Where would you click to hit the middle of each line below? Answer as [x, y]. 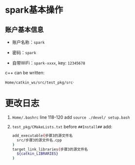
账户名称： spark [28, 42]
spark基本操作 [34, 10]
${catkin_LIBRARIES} [38, 154]
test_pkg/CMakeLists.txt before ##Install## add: [62, 126]
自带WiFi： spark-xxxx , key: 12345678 [48, 63]
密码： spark [24, 52]
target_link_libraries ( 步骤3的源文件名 [50, 149]
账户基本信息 [24, 30]
